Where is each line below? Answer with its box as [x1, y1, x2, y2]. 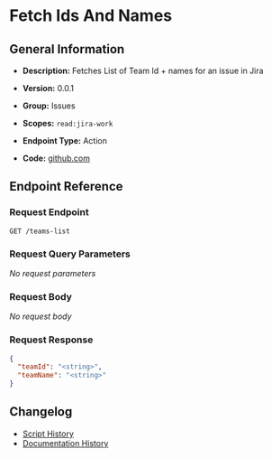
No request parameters [9, 267, 96, 278]
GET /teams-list [9, 227, 70, 236]
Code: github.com [22, 153, 90, 164]
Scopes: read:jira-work [22, 118, 113, 128]
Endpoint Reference [9, 179, 123, 194]
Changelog [9, 404, 73, 420]
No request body [9, 311, 72, 322]
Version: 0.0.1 [22, 83, 75, 93]
